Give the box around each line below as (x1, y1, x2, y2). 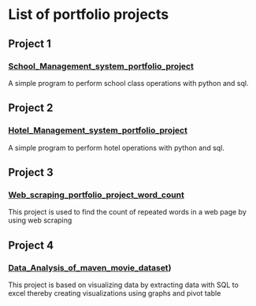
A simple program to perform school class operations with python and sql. (8, 78, 249, 88)
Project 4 (8, 238, 54, 252)
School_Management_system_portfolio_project (8, 61, 195, 72)
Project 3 (8, 166, 54, 179)
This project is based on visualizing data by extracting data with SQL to (8, 280, 239, 289)
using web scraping (8, 215, 72, 226)
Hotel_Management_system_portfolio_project (8, 125, 187, 136)
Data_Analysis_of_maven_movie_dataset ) (8, 262, 172, 273)
